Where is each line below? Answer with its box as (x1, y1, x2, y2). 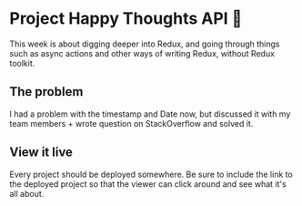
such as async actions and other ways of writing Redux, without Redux (9, 47, 276, 58)
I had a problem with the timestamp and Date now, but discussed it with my (9, 108, 291, 119)
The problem (9, 84, 84, 99)
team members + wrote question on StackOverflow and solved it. (9, 118, 254, 129)
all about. (9, 188, 45, 199)
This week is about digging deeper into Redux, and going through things (9, 38, 280, 49)
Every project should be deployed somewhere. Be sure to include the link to (9, 169, 293, 180)
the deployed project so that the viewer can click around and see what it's (9, 178, 287, 190)
